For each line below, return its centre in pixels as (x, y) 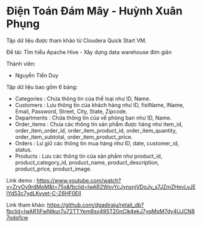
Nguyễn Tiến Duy (37, 75)
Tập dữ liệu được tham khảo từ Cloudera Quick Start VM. (76, 40)
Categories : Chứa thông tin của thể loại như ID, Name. (83, 98)
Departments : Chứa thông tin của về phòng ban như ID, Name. (93, 118)
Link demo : (21, 180)
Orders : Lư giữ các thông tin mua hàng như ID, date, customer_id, (97, 143)
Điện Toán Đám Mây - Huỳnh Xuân (94, 11)
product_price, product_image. (53, 169)
